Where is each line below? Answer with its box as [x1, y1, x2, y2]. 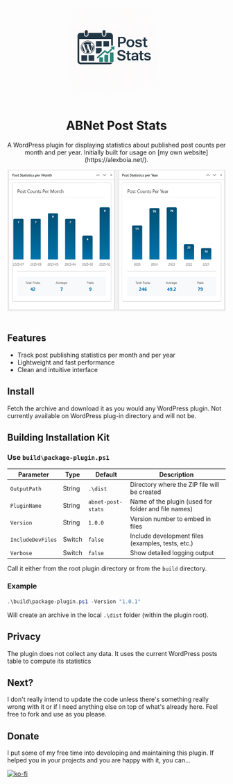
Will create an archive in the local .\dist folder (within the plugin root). [7, 611, 209, 619]
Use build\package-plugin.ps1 [7, 452, 110, 462]
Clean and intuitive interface [17, 365, 98, 374]
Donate [7, 730, 40, 742]
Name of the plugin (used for [130, 497, 213, 506]
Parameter [18, 470, 50, 479]
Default [95, 470, 118, 479]
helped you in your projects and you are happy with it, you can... [7, 756, 191, 765]
